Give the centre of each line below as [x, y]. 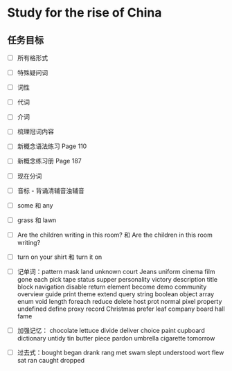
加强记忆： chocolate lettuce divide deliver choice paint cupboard [111, 330]
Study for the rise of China [84, 13]
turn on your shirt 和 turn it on [60, 257]
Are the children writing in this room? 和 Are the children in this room [115, 235]
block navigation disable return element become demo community [112, 287]
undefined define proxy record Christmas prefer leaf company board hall [121, 309]
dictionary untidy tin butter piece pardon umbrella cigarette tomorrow [116, 338]
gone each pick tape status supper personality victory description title [117, 279]
